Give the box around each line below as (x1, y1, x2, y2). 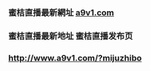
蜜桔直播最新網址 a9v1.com (8, 6, 114, 18)
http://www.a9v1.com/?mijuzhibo (8, 52, 142, 63)
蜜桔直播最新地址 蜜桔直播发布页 (8, 30, 133, 41)
